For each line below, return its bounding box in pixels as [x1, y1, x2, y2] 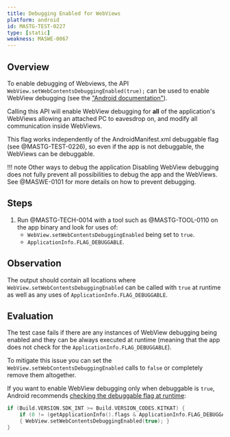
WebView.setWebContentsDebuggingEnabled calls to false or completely [7, 363, 203, 372]
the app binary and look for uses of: [16, 223, 118, 231]
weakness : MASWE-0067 [7, 36, 69, 43]
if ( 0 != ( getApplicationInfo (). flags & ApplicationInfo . [19, 412, 188, 418]
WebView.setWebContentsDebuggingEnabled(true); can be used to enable [7, 87, 210, 95]
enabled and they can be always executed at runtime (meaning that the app [7, 336, 220, 344]
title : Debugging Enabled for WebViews [7, 10, 121, 17]
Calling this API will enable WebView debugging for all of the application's [7, 107, 216, 115]
